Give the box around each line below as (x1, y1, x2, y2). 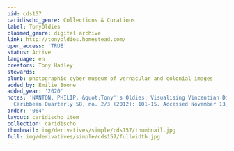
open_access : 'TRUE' (7, 42, 68, 49)
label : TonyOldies (7, 23, 61, 30)
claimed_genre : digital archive (7, 29, 101, 37)
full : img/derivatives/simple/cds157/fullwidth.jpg (7, 133, 160, 140)
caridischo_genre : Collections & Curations (7, 17, 136, 24)
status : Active (7, 49, 52, 56)
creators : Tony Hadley (7, 62, 73, 69)
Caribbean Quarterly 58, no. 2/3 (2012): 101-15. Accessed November (13, 101, 217, 108)
